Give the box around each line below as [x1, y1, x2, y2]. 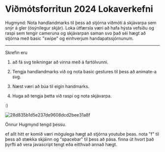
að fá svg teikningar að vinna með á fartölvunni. [12, 59, 109, 65]
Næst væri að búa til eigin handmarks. [12, 83, 89, 89]
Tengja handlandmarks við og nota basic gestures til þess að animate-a [12, 68, 157, 74]
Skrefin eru [5, 49, 28, 55]
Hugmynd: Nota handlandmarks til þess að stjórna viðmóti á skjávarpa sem [5, 20, 157, 26]
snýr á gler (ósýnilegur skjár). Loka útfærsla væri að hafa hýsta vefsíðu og [5, 25, 154, 30]
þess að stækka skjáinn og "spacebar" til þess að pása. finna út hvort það [5, 136, 154, 142]
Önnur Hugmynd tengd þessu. [5, 122, 66, 127]
